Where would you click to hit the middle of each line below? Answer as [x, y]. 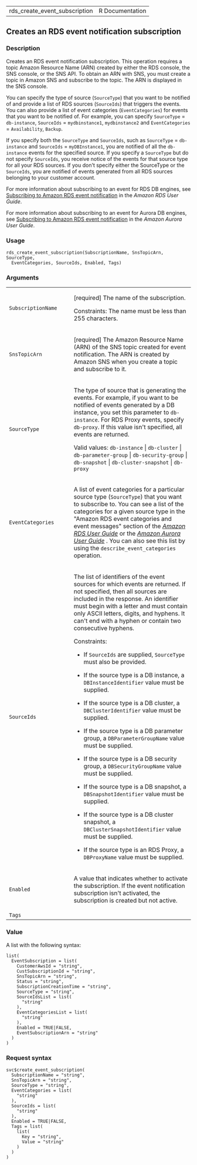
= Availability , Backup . [35, 129]
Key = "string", [41, 1137]
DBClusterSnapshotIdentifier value [133, 829]
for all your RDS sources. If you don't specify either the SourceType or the [95, 165]
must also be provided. [115, 662]
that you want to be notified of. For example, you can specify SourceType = [96, 116]
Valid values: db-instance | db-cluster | [128, 447]
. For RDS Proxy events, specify [141, 420]
